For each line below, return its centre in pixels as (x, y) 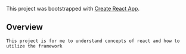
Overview (25, 27)
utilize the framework (34, 46)
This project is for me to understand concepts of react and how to (93, 41)
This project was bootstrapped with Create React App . (73, 9)
